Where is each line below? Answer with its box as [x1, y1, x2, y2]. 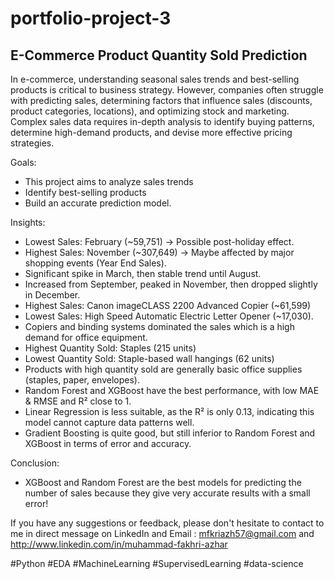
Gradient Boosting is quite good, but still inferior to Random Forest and [24, 427, 316, 439]
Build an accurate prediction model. [24, 197, 172, 209]
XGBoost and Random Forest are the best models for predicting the [24, 477, 302, 488]
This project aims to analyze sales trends [24, 176, 194, 187]
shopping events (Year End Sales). [24, 257, 167, 269]
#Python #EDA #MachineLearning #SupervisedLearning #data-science [10, 558, 304, 569]
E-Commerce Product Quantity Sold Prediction [10, 47, 308, 64]
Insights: [10, 217, 46, 228]
